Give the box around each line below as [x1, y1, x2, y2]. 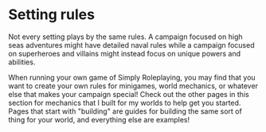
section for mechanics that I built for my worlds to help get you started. [8, 98, 241, 107]
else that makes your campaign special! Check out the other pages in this [8, 89, 249, 99]
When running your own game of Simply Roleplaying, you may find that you [8, 72, 256, 82]
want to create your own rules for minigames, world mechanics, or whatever [8, 81, 259, 91]
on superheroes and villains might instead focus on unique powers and [8, 49, 241, 58]
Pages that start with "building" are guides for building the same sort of [8, 106, 243, 116]
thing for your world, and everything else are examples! [8, 115, 190, 124]
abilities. [8, 57, 36, 67]
